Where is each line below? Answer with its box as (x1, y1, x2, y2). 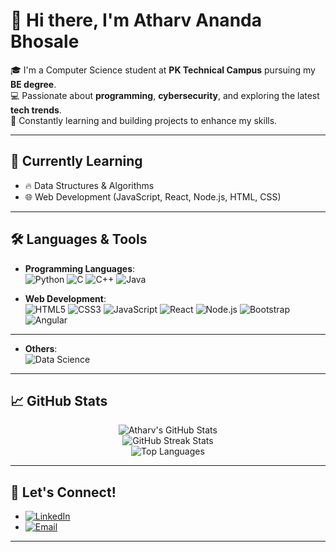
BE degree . (10, 78, 57, 90)
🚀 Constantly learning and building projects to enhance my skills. (10, 114, 278, 126)
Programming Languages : (24, 262, 136, 274)
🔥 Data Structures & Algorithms (24, 179, 155, 191)
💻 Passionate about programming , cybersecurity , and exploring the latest (10, 89, 320, 101)
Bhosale (10, 30, 80, 53)
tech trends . (10, 104, 62, 116)
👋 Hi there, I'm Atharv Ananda (10, 9, 262, 32)
